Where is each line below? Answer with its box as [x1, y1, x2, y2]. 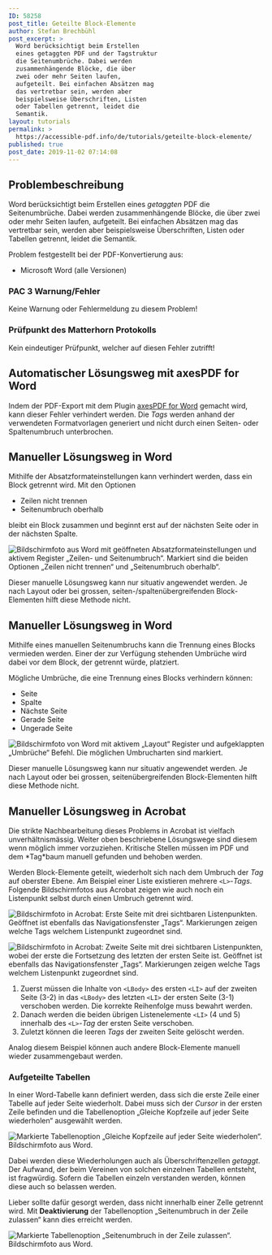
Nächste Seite [19, 706, 67, 716]
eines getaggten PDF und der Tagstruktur [15, 50, 158, 58]
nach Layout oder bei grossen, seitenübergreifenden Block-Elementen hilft [8, 772, 257, 782]
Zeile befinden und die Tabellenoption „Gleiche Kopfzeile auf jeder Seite [8, 1107, 249, 1117]
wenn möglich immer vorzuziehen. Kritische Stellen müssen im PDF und [8, 843, 249, 853]
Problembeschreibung [8, 178, 124, 192]
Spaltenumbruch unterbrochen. [8, 426, 114, 436]
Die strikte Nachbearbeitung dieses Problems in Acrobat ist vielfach [8, 826, 235, 836]
